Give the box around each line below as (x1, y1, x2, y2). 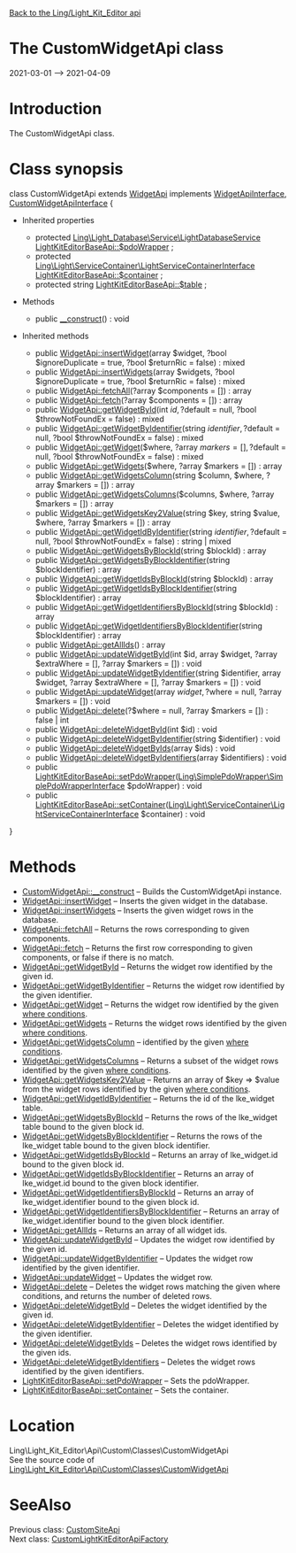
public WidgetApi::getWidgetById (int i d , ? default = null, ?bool (34, 404, 257, 414)
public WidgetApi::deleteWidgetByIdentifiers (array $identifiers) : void (34, 752, 287, 762)
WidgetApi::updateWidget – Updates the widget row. (21, 1271, 214, 1282)
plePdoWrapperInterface (34, 780, 125, 791)
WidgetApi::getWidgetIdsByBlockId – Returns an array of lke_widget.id (21, 1149, 278, 1160)
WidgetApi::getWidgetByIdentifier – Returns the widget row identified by (21, 980, 285, 991)
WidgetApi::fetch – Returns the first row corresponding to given (21, 942, 254, 953)
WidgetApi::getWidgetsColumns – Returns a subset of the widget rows (21, 1055, 279, 1066)
